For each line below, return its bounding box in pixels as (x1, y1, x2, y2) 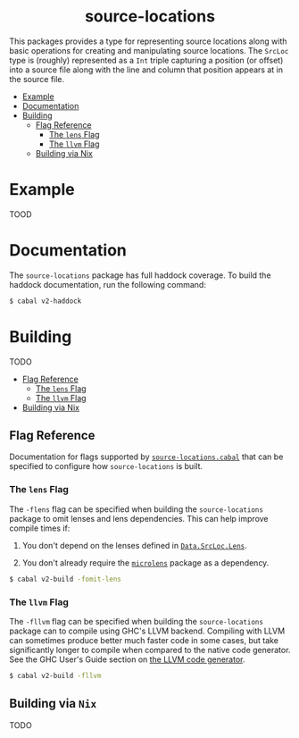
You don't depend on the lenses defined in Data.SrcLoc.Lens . (21, 540, 247, 550)
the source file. (9, 73, 65, 84)
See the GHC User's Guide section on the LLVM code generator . (9, 654, 245, 665)
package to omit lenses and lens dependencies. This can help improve (9, 513, 270, 524)
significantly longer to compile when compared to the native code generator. (9, 644, 291, 655)
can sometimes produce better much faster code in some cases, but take (9, 634, 279, 645)
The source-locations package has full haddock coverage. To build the (9, 270, 271, 281)
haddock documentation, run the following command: (9, 279, 207, 289)
